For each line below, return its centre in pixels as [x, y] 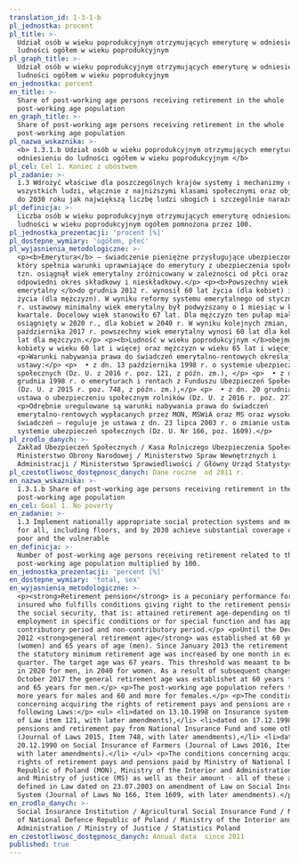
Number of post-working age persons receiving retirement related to [149, 555]
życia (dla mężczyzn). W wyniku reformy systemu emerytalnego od [141, 299]
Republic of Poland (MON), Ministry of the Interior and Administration [155, 770]
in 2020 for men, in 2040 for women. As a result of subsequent [139, 671]
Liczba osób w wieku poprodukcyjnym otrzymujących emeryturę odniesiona [155, 216]
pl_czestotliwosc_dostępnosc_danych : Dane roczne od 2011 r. [127, 472]
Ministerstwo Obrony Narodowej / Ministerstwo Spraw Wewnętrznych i [147, 456]
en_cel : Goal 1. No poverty [61, 505]
